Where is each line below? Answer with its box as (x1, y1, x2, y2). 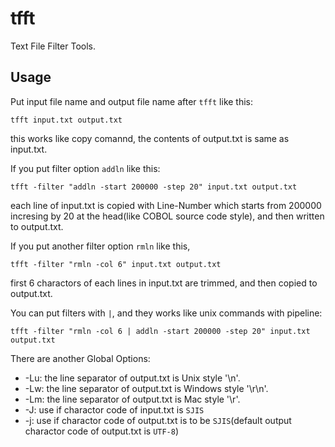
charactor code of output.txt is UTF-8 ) (24, 425, 180, 437)
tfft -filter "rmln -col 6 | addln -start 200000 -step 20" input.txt (10, 326, 311, 336)
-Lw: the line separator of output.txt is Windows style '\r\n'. (24, 382, 269, 394)
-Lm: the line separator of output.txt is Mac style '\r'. (24, 393, 241, 405)
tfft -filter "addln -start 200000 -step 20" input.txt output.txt (10, 182, 298, 192)
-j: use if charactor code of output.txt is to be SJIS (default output (24, 414, 292, 426)
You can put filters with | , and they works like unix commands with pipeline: (10, 307, 323, 319)
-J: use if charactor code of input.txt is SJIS (24, 403, 205, 416)
